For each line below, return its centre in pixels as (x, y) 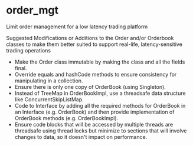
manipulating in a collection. (49, 81)
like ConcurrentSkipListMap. (49, 99)
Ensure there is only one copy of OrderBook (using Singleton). (90, 87)
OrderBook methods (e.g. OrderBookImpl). (66, 118)
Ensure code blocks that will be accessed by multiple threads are (94, 124)
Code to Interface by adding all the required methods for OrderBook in (100, 105)
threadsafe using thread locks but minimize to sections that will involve (101, 131)
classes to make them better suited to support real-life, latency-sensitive (94, 44)
